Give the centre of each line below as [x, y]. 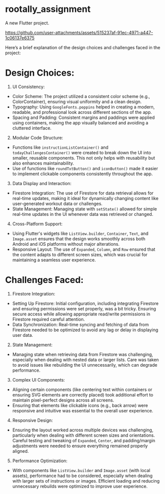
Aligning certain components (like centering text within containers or [82, 390]
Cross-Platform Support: [37, 224]
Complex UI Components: [39, 380]
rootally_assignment [48, 9]
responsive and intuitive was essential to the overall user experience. [83, 410]
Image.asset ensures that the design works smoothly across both [79, 239]
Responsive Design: [32, 420]
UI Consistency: [28, 87]
